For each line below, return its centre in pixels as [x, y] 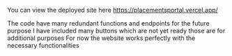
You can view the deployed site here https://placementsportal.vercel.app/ [113, 10]
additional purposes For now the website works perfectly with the [101, 38]
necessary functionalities [44, 45]
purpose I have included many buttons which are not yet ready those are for [116, 31]
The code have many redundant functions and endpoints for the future [109, 23]
